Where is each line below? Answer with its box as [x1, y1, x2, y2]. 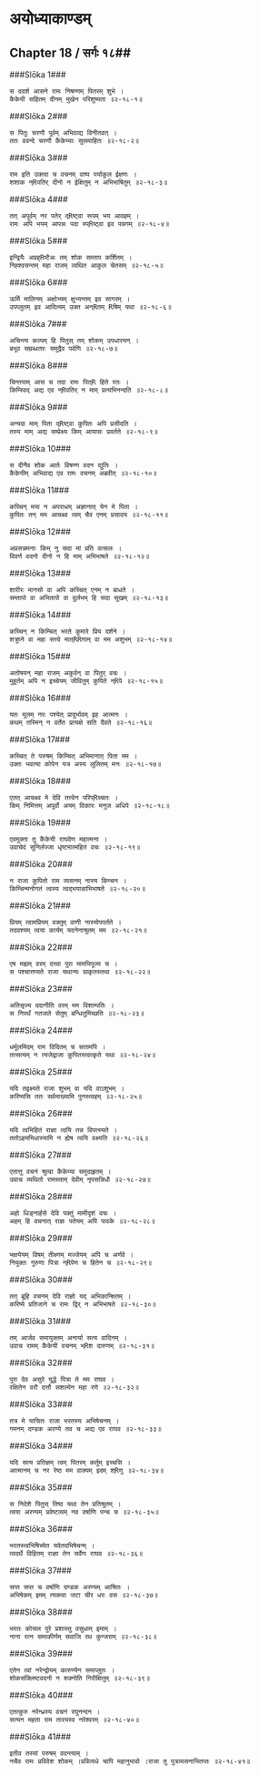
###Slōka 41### [9, 1731, 71, 1742]
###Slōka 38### [9, 1607, 73, 1617]
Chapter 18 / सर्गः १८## [9, 45, 132, 60]
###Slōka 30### [9, 1274, 73, 1285]
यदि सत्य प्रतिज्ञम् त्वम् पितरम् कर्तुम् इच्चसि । [9, 1458, 132, 1467]
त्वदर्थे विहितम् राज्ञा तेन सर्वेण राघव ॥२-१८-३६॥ [9, 1549, 144, 1558]
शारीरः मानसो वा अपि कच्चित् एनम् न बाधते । [9, 586, 134, 595]
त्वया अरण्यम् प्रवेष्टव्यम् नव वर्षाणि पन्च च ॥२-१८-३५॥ [9, 1507, 159, 1516]
